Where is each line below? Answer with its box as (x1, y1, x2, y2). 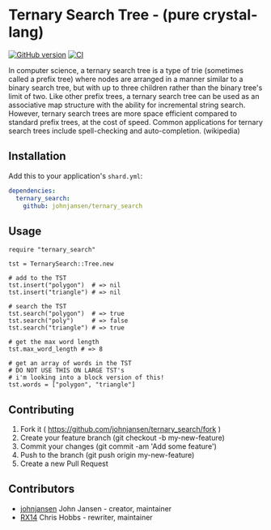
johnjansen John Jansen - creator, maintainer (19, 503, 172, 513)
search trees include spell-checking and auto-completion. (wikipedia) (8, 126, 240, 136)
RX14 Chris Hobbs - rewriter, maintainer (19, 512, 153, 522)
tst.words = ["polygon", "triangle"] (8, 381, 136, 389)
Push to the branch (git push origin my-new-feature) (19, 450, 195, 459)
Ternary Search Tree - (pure (8, 6, 200, 24)
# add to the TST (8, 274, 67, 282)
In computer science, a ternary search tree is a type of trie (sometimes (8, 65, 244, 75)
